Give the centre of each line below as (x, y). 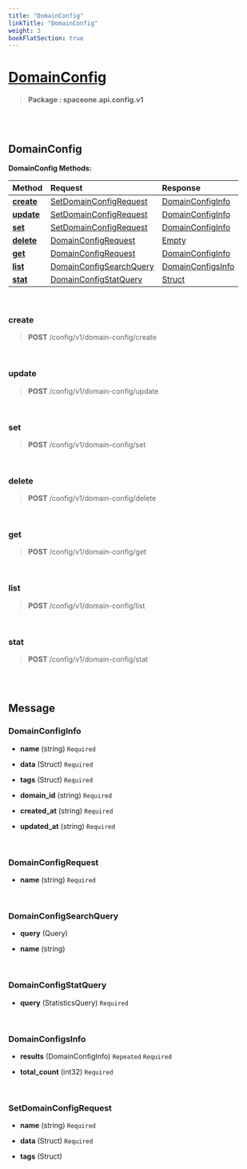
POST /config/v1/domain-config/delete (92, 498)
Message (32, 709)
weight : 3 (25, 30)
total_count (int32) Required (66, 1071)
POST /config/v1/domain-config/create (92, 338)
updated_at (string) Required (68, 826)
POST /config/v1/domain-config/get (87, 552)
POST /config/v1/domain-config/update (93, 391)
